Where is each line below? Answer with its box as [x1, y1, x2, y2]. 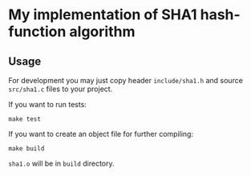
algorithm [69, 22, 136, 41]
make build [8, 145, 45, 153]
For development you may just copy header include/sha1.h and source [8, 76, 243, 85]
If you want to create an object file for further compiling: [8, 130, 194, 138]
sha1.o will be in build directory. [8, 158, 115, 168]
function [8, 22, 67, 41]
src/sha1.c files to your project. [8, 84, 113, 94]
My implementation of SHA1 [8, 6, 198, 24]
